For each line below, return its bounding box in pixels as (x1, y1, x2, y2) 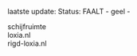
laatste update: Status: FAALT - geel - (7, 7, 131, 16)
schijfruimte (7, 22, 47, 31)
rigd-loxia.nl (7, 39, 47, 48)
